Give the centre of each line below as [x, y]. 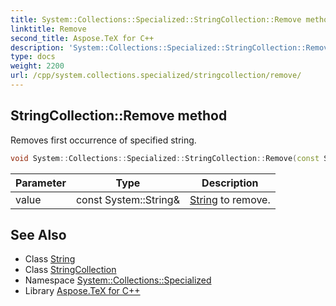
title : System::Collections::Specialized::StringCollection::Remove [156, 19]
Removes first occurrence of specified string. [103, 140]
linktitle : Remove [48, 29]
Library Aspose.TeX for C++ [82, 291]
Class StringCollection [70, 270]
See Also [38, 234]
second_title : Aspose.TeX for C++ [82, 38]
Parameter [41, 183]
